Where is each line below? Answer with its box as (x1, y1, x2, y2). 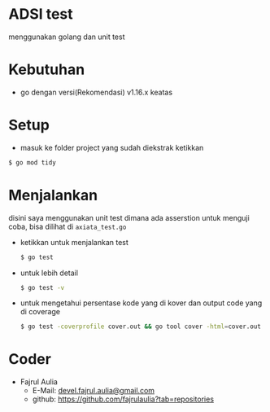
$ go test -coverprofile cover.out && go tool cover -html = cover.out (20, 322, 262, 331)
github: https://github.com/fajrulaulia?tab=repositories (32, 394, 214, 404)
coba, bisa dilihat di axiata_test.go (8, 221, 127, 231)
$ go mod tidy (8, 158, 57, 167)
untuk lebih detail (20, 268, 79, 278)
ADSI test (8, 5, 73, 24)
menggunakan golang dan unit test (8, 32, 125, 42)
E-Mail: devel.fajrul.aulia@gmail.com (32, 386, 155, 396)
